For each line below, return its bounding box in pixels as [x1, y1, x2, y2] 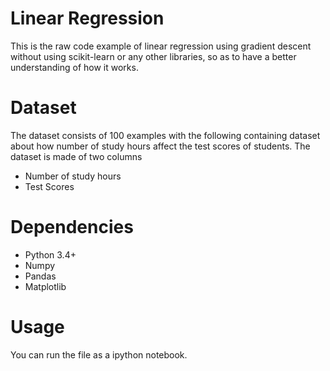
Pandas [24, 270, 57, 282]
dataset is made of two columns [10, 150, 143, 162]
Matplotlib [24, 280, 67, 292]
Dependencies [10, 216, 134, 239]
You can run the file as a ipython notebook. [10, 348, 188, 361]
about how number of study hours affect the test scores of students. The [10, 140, 311, 152]
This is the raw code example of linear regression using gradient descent [10, 40, 312, 52]
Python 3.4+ [24, 248, 77, 261]
